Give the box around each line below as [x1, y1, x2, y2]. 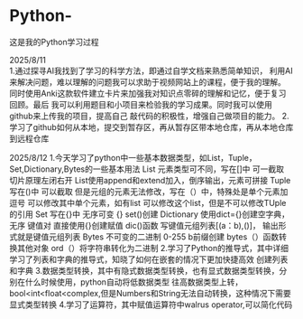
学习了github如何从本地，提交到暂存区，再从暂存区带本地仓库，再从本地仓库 [9, 121, 294, 132]
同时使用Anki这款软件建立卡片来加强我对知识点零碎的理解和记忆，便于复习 [9, 88, 287, 99]
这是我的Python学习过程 [9, 36, 99, 47]
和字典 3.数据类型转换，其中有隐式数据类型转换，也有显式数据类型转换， [9, 265, 280, 276]
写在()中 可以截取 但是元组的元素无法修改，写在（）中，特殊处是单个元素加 [9, 186, 289, 197]
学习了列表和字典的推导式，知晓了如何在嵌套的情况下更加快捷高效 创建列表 [9, 254, 289, 265]
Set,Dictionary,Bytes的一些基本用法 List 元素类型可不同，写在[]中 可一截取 [9, 164, 285, 174]
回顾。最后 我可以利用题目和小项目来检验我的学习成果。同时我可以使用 [9, 99, 272, 109]
